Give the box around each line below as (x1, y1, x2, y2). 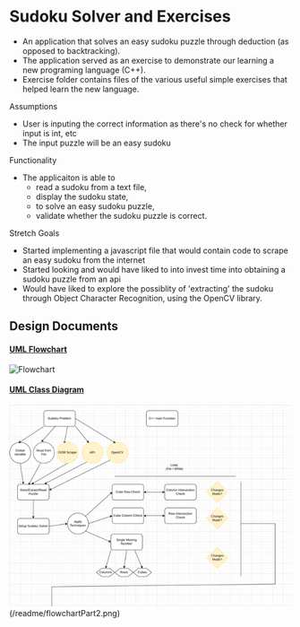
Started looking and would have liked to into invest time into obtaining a (21, 264, 287, 274)
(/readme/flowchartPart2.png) (9, 608, 121, 619)
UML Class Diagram (9, 384, 85, 396)
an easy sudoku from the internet (21, 254, 146, 266)
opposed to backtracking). (21, 45, 121, 56)
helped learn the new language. (21, 83, 140, 94)
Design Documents (9, 318, 118, 334)
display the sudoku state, (35, 191, 129, 202)
